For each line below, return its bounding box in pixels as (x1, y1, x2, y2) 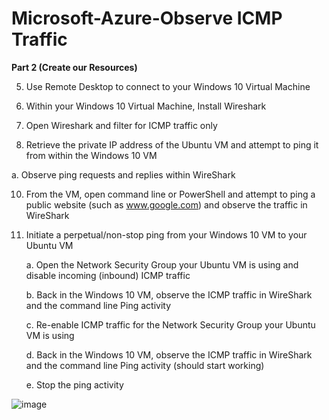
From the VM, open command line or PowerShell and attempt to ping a (25, 188, 316, 200)
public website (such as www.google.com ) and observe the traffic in (25, 198, 308, 211)
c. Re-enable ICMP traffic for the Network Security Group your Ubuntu (25, 318, 316, 331)
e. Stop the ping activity (25, 378, 124, 391)
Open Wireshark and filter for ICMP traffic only (25, 119, 218, 131)
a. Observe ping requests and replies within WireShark (11, 168, 236, 181)
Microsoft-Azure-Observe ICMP (11, 7, 283, 30)
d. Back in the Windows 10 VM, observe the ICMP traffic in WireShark (25, 348, 313, 361)
